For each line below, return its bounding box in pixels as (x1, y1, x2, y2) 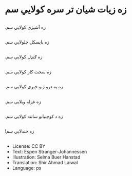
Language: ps (12, 165, 42, 171)
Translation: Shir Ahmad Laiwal (12, 159, 78, 165)
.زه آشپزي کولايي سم (5, 24, 46, 30)
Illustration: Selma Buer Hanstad (12, 154, 81, 160)
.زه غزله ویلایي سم (5, 99, 42, 105)
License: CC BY (12, 143, 46, 149)
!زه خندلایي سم (5, 128, 34, 134)
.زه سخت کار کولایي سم (5, 68, 52, 75)
